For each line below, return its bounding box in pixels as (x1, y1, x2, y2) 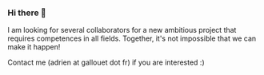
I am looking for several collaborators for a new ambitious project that (7, 26, 237, 35)
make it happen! (7, 42, 61, 52)
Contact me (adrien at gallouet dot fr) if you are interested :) (7, 57, 205, 67)
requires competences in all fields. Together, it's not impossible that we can (7, 34, 257, 43)
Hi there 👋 (7, 7, 47, 18)
